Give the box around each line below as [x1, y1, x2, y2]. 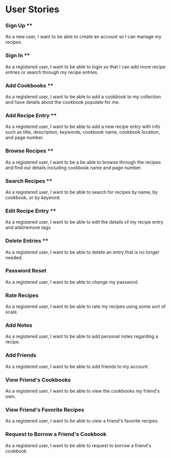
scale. [5, 309, 18, 315]
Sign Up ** [5, 22, 32, 29]
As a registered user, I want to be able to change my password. [5, 279, 139, 285]
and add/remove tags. [5, 225, 52, 231]
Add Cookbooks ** [5, 82, 54, 89]
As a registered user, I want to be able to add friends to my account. [5, 363, 149, 370]
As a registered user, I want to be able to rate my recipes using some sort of [5, 303, 166, 309]
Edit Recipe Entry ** [5, 207, 56, 214]
